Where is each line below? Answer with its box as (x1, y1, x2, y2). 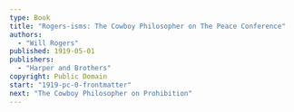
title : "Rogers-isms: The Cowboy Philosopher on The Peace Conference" (9, 22, 286, 31)
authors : (9, 30, 43, 39)
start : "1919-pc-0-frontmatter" (9, 80, 132, 89)
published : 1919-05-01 (9, 47, 95, 56)
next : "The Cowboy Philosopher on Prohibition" (9, 89, 193, 98)
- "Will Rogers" (17, 38, 79, 48)
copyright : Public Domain (9, 72, 107, 81)
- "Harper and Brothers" (17, 64, 112, 73)
